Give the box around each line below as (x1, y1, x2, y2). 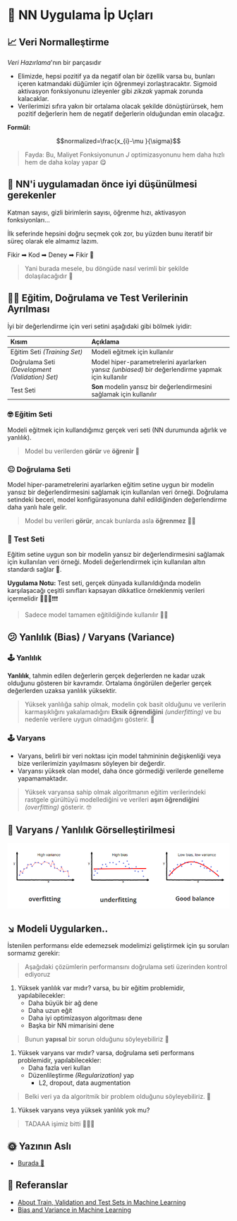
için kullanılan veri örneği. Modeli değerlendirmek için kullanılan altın (7, 558, 206, 566)
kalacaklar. (17, 95, 49, 102)
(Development (10, 365, 51, 373)
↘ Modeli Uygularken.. (7, 922, 109, 934)
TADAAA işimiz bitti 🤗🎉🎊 (24, 1119, 95, 1129)
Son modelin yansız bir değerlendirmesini (91, 382, 212, 391)
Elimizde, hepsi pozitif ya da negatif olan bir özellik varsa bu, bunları (17, 72, 215, 80)
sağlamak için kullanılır (91, 390, 157, 398)
